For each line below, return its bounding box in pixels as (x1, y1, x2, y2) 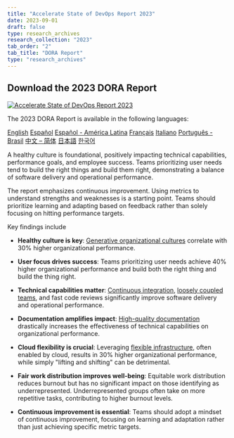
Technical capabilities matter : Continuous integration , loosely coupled (17, 285, 223, 294)
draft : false (7, 23, 46, 30)
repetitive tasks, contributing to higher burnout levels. (17, 394, 174, 402)
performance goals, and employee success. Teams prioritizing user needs (7, 157, 223, 166)
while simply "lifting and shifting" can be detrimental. (17, 358, 171, 366)
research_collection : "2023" (7, 37, 93, 44)
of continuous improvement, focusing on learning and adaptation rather (17, 415, 225, 423)
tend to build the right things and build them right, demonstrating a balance (7, 165, 225, 174)
